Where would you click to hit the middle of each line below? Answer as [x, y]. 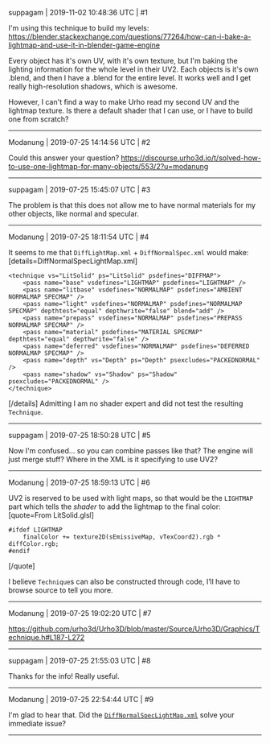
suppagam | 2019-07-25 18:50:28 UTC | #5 [80, 435]
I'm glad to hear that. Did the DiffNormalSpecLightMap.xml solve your [121, 715]
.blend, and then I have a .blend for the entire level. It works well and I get [130, 78]
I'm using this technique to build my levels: [79, 28]
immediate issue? [37, 723]
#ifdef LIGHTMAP [35, 530]
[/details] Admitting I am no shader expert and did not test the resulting [126, 403]
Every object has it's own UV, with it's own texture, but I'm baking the [123, 61]
